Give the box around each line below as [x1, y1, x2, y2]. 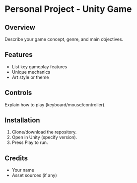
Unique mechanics [11, 69, 51, 75]
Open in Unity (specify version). [11, 135, 77, 140]
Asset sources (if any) [11, 172, 58, 179]
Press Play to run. [11, 139, 48, 145]
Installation [4, 116, 40, 125]
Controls [4, 89, 32, 97]
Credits [4, 154, 28, 162]
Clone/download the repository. [11, 129, 77, 135]
